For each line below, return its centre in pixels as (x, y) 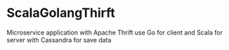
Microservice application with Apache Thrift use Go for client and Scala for (115, 32)
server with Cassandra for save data (59, 39)
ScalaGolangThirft (61, 13)
